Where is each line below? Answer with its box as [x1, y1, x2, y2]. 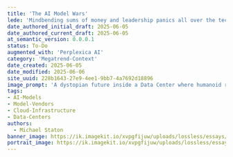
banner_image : [7, 133, 49, 140]
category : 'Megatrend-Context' [7, 56, 98, 63]
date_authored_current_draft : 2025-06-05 [7, 29, 129, 37]
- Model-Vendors [7, 101, 54, 108]
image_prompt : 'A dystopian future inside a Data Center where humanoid [7, 81, 222, 88]
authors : [7, 119, 33, 127]
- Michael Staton [13, 126, 64, 133]
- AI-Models [7, 94, 42, 101]
